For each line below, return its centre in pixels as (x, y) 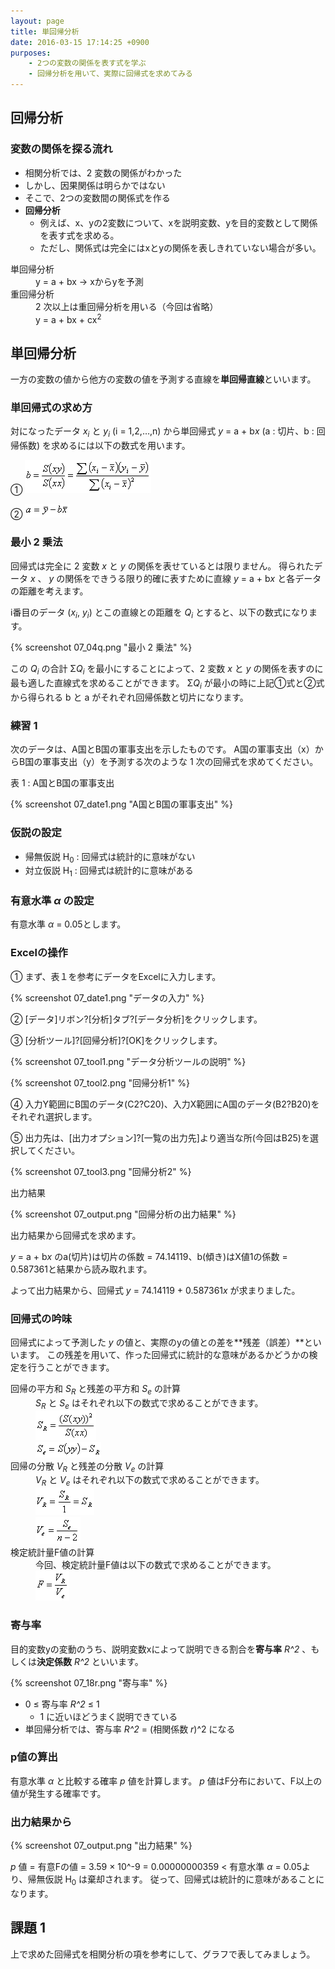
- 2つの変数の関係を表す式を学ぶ (87, 63)
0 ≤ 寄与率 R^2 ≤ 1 (62, 1704)
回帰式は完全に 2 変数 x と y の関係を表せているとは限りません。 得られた (162, 566)
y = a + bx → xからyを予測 (89, 281)
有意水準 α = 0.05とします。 (68, 924)
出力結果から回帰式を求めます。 (76, 1235)
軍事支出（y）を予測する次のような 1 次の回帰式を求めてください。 (180, 762)
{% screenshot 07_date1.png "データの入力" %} (107, 997)
